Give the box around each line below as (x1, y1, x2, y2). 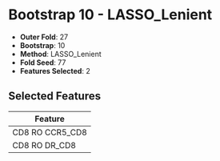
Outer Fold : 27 (19, 32, 69, 42)
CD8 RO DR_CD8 (12, 139, 76, 151)
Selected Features (8, 90, 102, 103)
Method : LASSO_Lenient (19, 49, 102, 58)
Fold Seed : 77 (19, 58, 66, 67)
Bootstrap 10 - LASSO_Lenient (8, 6, 213, 24)
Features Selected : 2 (19, 66, 90, 75)
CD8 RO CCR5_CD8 (12, 127, 88, 138)
